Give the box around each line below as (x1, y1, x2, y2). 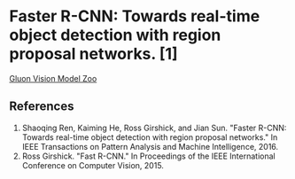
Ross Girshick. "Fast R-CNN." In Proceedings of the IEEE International (21, 151, 276, 161)
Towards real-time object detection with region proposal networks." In (21, 131, 278, 143)
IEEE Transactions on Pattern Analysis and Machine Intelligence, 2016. (21, 141, 279, 152)
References (9, 99, 74, 114)
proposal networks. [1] (9, 44, 179, 64)
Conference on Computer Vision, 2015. (21, 160, 164, 170)
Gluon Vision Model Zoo (9, 73, 97, 83)
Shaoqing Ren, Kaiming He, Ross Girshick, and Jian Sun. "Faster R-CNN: (21, 122, 287, 133)
